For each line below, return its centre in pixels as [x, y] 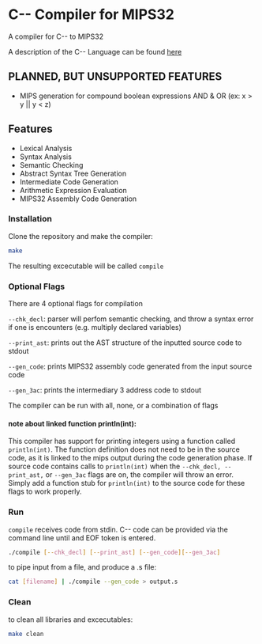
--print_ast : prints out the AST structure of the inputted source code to [125, 343]
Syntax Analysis [46, 157]
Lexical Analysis [46, 148]
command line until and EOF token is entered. [82, 538]
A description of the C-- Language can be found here [95, 51]
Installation [30, 219]
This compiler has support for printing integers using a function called [122, 441]
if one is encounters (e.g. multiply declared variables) [95, 328]
